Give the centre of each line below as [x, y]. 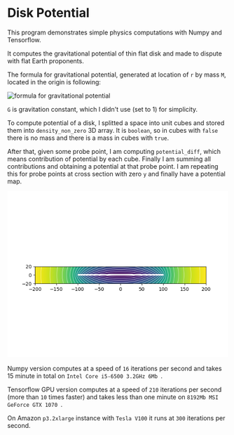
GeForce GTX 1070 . [35, 404]
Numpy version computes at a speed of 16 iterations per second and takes [115, 368]
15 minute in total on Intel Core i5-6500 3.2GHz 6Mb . [85, 376]
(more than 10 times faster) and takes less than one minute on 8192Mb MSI [113, 397]
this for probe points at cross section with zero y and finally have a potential [116, 174]
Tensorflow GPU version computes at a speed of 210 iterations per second [115, 389]
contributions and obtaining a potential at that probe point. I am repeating [113, 166]
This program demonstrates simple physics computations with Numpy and [115, 32]
